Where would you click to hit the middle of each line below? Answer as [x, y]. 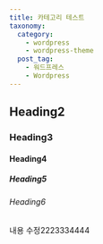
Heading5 [28, 179]
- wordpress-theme [60, 51]
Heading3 [31, 138]
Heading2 [37, 112]
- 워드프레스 [45, 68]
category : [35, 34]
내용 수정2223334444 [50, 231]
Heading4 [28, 158]
